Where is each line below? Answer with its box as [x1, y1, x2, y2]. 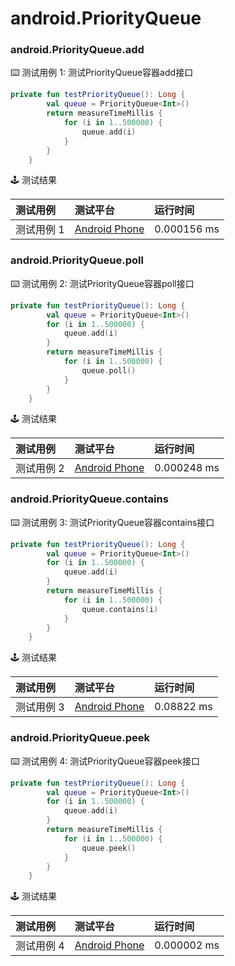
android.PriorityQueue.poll [10, 253, 144, 267]
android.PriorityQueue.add [10, 43, 145, 57]
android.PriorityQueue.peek [10, 731, 150, 745]
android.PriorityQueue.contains [10, 492, 169, 506]
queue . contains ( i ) [81, 604, 159, 614]
